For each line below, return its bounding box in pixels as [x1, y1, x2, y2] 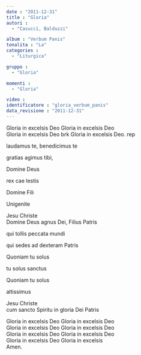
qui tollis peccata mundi [6, 230, 65, 237]
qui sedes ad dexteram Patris [6, 241, 79, 249]
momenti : [6, 80, 31, 86]
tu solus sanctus [6, 264, 47, 272]
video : [6, 97, 26, 103]
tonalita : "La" [6, 42, 47, 48]
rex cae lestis [6, 177, 39, 184]
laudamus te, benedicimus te [6, 142, 78, 149]
